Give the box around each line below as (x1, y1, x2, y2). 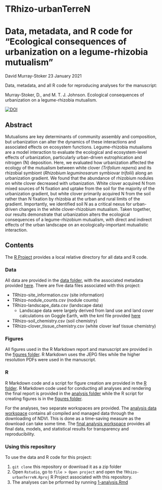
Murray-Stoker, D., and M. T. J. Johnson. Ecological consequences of (5, 92, 144, 98)
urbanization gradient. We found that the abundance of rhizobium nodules (5, 175, 154, 181)
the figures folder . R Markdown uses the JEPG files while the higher (5, 351, 141, 357)
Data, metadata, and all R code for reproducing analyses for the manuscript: (5, 82, 157, 88)
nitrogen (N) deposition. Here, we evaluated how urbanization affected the (5, 160, 154, 165)
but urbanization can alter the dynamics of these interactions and (5, 139, 136, 144)
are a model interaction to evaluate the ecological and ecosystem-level (5, 149, 147, 155)
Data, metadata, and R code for (5, 26, 133, 37)
